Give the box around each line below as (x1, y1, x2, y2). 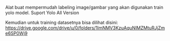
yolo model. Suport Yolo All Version (5, 10, 79, 16)
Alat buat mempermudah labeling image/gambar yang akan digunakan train (5, 5, 164, 10)
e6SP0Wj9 (5, 30, 28, 36)
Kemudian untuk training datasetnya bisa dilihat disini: (5, 20, 118, 25)
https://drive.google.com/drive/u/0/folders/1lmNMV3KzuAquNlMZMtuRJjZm (5, 25, 165, 31)
